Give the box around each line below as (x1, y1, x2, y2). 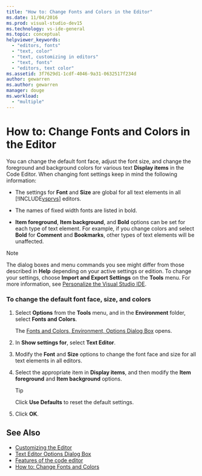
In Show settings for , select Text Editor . (15, 339, 116, 346)
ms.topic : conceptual (6, 31, 61, 37)
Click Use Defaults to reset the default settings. (15, 398, 134, 405)
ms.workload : (6, 93, 39, 99)
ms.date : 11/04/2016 (6, 14, 59, 21)
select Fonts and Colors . (15, 315, 77, 323)
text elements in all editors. (15, 357, 83, 364)
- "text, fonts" (11, 59, 53, 65)
